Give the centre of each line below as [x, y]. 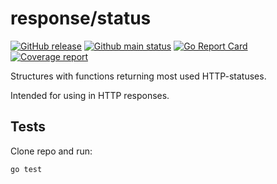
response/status [81, 18]
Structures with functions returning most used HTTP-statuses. [138, 76]
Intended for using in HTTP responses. [90, 95]
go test [26, 169]
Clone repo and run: [51, 151]
